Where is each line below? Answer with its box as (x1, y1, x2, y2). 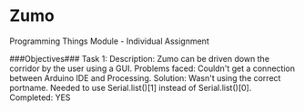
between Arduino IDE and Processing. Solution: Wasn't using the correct (9, 72, 281, 83)
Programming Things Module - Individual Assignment (9, 36, 209, 46)
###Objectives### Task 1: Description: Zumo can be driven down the (9, 53, 270, 64)
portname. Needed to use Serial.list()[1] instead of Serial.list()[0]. (9, 82, 252, 93)
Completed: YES (9, 92, 71, 103)
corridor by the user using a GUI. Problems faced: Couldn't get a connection (9, 63, 296, 74)
